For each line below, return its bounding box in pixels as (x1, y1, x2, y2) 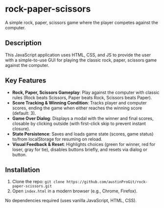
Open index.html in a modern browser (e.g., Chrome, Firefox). (12, 188, 138, 194)
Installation (5, 166, 40, 174)
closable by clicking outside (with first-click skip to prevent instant (12, 121, 146, 126)
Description (5, 39, 42, 47)
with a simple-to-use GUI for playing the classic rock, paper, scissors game (5, 57, 157, 63)
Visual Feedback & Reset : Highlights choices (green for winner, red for (12, 141, 156, 147)
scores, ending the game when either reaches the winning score (12, 105, 142, 111)
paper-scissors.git (12, 184, 52, 189)
